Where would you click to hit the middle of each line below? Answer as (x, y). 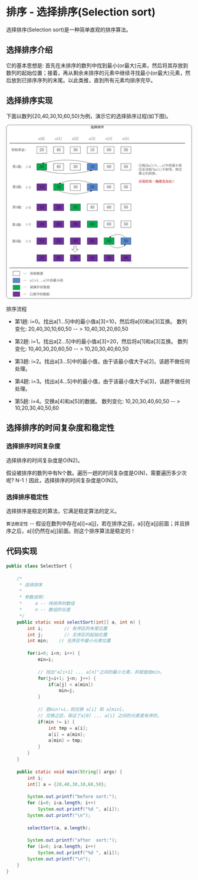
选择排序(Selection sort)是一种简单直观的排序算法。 (69, 30)
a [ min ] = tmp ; (65, 741)
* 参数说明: (32, 598)
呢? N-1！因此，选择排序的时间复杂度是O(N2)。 (64, 480)
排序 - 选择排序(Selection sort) (81, 12)
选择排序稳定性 (27, 497)
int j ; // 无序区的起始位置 (67, 635)
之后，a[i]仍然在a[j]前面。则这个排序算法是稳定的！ (73, 531)
